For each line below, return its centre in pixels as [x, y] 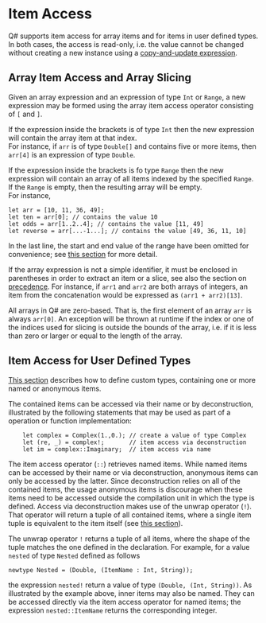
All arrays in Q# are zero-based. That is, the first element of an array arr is [130, 310]
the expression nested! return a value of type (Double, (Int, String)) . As [130, 585]
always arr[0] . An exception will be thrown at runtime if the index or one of [131, 318]
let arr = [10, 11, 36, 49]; [56, 210]
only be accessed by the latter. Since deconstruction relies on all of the [124, 481]
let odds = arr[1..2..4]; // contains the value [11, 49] [106, 224]
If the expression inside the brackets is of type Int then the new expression [131, 129]
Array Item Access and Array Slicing [100, 78]
